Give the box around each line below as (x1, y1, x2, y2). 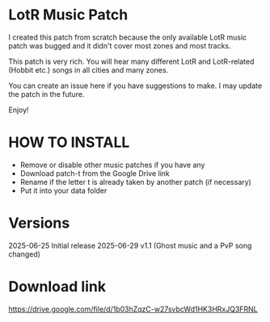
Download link (8, 278, 107, 295)
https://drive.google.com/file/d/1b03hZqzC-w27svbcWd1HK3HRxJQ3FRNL (8, 304, 259, 314)
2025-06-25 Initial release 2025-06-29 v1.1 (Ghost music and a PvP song (8, 240, 252, 250)
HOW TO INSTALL (8, 133, 130, 152)
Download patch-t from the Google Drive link (19, 168, 170, 178)
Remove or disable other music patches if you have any (19, 160, 205, 169)
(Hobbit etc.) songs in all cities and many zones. (8, 65, 169, 74)
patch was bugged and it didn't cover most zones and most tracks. (8, 40, 231, 50)
